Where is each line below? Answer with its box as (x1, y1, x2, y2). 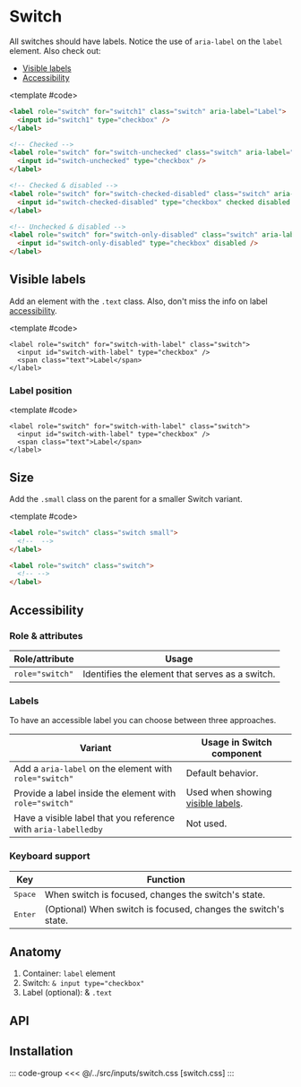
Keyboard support (9, 850, 90, 862)
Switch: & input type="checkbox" (21, 978, 145, 988)
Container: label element (21, 968, 116, 979)
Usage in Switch (201, 737, 272, 749)
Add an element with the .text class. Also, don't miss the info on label (9, 296, 268, 306)
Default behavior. (185, 767, 259, 780)
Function (146, 873, 185, 885)
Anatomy (9, 944, 62, 960)
